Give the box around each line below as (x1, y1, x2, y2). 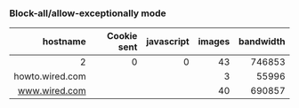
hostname (42, 35, 86, 48)
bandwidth (238, 35, 286, 48)
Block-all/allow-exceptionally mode (9, 7, 166, 19)
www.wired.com (17, 85, 86, 97)
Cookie (106, 30, 138, 42)
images (198, 35, 230, 48)
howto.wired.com (13, 70, 86, 82)
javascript (146, 35, 190, 48)
